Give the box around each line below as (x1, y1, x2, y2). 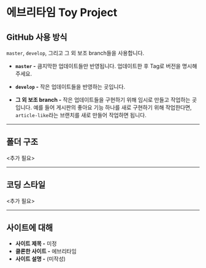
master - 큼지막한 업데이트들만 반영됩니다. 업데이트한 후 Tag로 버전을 (15, 63, 181, 69)
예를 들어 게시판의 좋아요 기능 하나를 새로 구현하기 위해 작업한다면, (33, 104, 192, 111)
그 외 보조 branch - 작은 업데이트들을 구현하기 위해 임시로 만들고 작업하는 (15, 96, 191, 103)
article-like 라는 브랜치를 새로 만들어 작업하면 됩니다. (15, 112, 147, 118)
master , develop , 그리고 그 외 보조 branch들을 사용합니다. (6, 50, 145, 56)
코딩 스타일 (6, 180, 46, 190)
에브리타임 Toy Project (6, 6, 118, 20)
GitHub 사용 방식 (6, 32, 67, 42)
